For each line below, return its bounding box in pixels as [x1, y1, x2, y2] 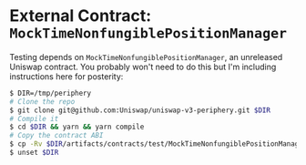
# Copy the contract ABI [9, 131, 104, 140]
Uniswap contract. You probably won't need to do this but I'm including [9, 61, 277, 72]
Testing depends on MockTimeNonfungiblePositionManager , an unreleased [9, 51, 283, 62]
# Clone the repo [9, 97, 76, 106]
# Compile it [9, 114, 59, 123]
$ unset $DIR [9, 148, 59, 158]
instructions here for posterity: [9, 70, 124, 82]
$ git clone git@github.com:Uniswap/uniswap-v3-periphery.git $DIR [9, 106, 271, 115]
